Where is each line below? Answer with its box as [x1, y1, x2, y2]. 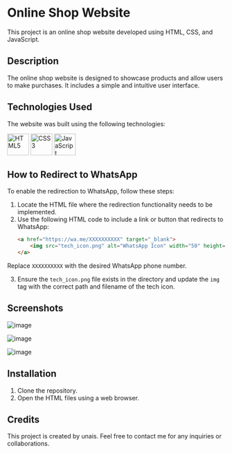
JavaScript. [7, 35, 40, 43]
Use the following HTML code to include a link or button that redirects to [17, 215, 224, 223]
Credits [7, 414, 40, 426]
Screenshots [7, 302, 64, 314]
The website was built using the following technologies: [7, 119, 166, 128]
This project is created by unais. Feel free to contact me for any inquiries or [7, 432, 222, 441]
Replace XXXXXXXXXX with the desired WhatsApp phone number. [7, 262, 187, 270]
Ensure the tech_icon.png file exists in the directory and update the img [17, 275, 220, 283]
